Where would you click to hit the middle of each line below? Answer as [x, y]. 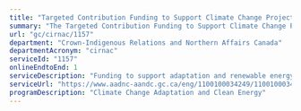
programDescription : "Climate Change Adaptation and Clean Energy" [138, 92]
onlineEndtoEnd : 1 [43, 68]
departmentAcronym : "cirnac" [64, 51]
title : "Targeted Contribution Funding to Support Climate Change [136, 17]
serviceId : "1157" [43, 59]
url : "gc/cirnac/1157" [52, 34]
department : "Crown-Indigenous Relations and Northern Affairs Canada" [146, 43]
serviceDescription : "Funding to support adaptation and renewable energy [152, 76]
